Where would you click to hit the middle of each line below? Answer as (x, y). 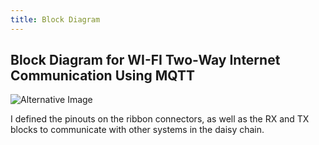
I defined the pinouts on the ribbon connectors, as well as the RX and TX (160, 119)
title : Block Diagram (55, 19)
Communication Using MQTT (103, 76)
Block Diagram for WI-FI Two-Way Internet (145, 60)
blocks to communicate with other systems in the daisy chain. (137, 130)
